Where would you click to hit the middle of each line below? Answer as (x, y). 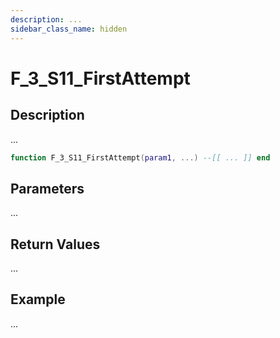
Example (38, 299)
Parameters (47, 188)
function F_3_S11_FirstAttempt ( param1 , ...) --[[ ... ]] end (140, 157)
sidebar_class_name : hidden (69, 29)
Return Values (55, 244)
